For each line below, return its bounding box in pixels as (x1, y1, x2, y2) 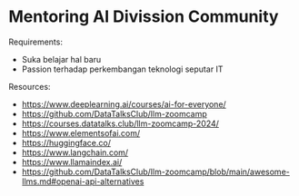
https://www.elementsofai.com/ (21, 127, 141, 138)
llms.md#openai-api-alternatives (21, 175, 145, 187)
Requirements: (8, 36, 63, 47)
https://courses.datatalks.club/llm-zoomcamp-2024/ (21, 118, 220, 129)
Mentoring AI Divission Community (8, 6, 279, 27)
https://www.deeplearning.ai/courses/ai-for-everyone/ (21, 98, 226, 110)
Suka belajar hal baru (21, 54, 102, 64)
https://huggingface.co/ (21, 137, 111, 148)
